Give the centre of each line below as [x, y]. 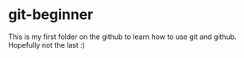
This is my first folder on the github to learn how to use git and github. [122, 37]
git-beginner [51, 15]
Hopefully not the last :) [47, 44]
